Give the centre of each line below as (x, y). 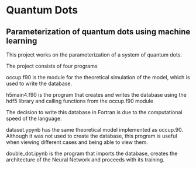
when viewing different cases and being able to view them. (77, 142)
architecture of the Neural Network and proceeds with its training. (85, 160)
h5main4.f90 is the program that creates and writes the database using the (97, 95)
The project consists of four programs (52, 66)
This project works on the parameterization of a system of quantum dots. (94, 55)
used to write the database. (39, 83)
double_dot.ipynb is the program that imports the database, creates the (92, 153)
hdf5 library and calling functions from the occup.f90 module (80, 101)
